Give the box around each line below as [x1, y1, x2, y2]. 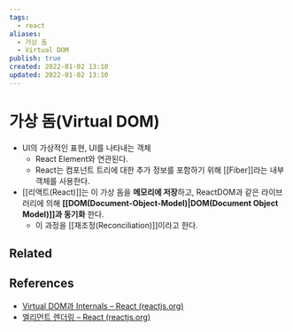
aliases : [9, 29, 42, 38]
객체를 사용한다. [35, 175, 90, 186]
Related [9, 246, 53, 261]
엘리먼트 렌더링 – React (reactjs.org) [21, 312, 151, 322]
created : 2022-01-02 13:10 [9, 63, 109, 72]
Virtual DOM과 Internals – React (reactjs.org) [21, 300, 184, 311]
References [9, 276, 74, 291]
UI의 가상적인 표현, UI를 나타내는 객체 [21, 142, 152, 153]
